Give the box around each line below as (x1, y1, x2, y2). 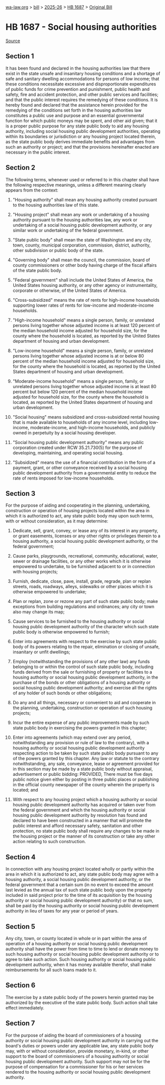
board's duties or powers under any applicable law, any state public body (5, 1043, 154, 1048)
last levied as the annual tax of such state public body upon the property (5, 887, 153, 893)
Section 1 (5, 52, 34, 61)
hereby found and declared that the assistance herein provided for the (5, 102, 148, 108)
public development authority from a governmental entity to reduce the (12, 470, 157, 476)
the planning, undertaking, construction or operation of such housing (12, 705, 153, 711)
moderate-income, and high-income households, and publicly (30, 424, 155, 430)
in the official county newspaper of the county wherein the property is (12, 782, 155, 788)
